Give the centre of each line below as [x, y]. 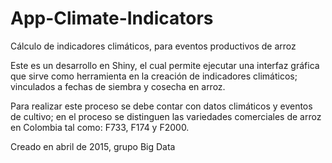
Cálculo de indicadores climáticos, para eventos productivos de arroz [153, 46]
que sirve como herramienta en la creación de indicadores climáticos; [154, 76]
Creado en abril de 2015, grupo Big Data [93, 146]
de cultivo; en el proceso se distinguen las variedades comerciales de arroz [166, 116]
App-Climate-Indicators [112, 18]
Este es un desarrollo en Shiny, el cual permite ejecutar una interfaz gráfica [165, 65]
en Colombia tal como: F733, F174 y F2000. [100, 127]
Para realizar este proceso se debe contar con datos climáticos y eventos [161, 106]
